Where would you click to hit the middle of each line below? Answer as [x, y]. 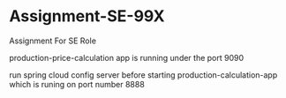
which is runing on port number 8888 [77, 84]
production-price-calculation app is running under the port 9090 [127, 57]
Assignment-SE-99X [87, 16]
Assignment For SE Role [53, 41]
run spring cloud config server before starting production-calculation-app [143, 75]
